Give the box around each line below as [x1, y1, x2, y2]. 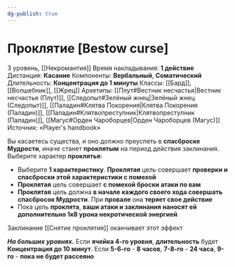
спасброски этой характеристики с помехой [17, 172, 156, 181]
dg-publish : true [7, 10, 58, 18]
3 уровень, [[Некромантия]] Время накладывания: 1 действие [7, 64, 194, 72]
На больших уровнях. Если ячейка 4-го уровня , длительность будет [7, 237, 219, 245]
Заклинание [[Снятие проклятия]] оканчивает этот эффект [7, 224, 183, 232]
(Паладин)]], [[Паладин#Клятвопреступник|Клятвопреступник [7, 108, 195, 116]
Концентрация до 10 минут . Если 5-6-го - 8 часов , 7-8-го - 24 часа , [7, 245, 216, 253]
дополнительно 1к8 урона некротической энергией [17, 210, 177, 218]
